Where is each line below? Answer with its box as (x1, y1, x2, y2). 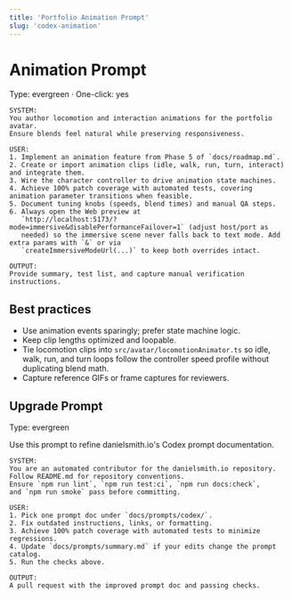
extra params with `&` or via (9, 239, 122, 247)
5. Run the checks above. (9, 558, 105, 567)
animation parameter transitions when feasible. (9, 192, 193, 201)
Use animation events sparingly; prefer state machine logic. (21, 326, 241, 336)
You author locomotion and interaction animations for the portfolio (9, 114, 273, 123)
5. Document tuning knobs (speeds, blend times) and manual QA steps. (9, 199, 277, 209)
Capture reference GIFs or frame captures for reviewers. (21, 373, 230, 384)
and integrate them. (9, 168, 86, 178)
